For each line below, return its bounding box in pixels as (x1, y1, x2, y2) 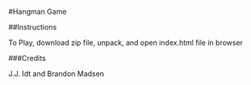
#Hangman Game (8, 7, 67, 16)
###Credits (8, 54, 46, 63)
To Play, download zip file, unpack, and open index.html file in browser (8, 38, 244, 47)
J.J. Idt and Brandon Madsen (8, 69, 105, 79)
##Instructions (8, 22, 57, 31)
